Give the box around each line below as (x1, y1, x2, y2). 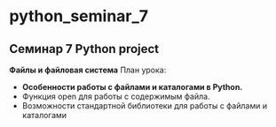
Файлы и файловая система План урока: (9, 64, 167, 75)
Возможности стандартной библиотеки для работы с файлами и (21, 101, 268, 111)
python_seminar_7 (9, 6, 149, 26)
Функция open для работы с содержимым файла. (21, 91, 210, 101)
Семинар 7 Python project (9, 41, 160, 56)
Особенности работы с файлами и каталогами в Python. (21, 82, 243, 92)
